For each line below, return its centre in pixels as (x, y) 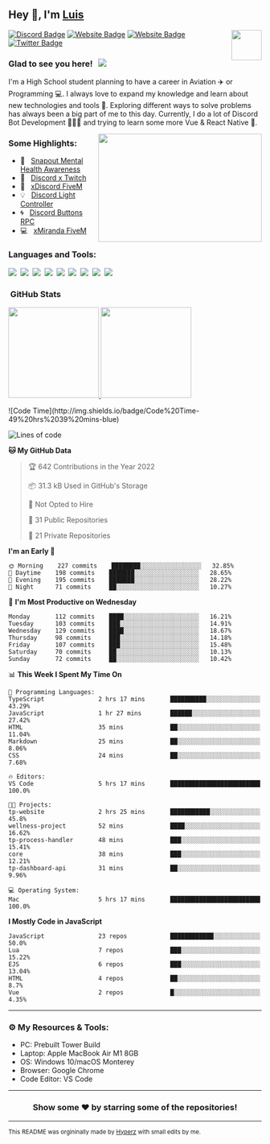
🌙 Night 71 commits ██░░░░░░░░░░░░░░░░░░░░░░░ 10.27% (120, 587)
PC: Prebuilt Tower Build (60, 1045)
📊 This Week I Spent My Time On (65, 674)
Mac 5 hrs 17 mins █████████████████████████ (135, 899)
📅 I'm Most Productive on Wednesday (72, 602)
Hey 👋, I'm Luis (46, 15)
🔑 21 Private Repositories (69, 535)
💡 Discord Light (47, 195)
